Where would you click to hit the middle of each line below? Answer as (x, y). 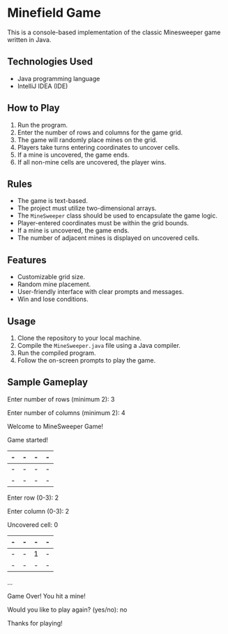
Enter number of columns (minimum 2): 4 (66, 413)
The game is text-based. (53, 201)
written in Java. (29, 39)
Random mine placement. (54, 284)
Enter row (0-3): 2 (33, 498)
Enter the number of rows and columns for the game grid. (100, 132)
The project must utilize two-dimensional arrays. (87, 209)
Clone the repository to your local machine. (79, 338)
